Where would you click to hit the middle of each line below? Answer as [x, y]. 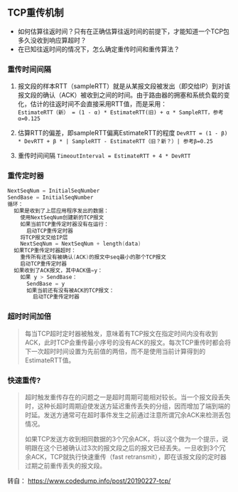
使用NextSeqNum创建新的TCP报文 [62, 217]
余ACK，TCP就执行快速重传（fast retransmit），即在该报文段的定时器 [125, 456]
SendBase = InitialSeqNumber [50, 198]
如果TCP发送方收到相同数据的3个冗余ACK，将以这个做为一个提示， [123, 439]
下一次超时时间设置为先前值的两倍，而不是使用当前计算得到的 [115, 351]
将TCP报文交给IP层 [44, 237]
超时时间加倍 [29, 317]
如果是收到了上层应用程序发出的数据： [61, 211]
